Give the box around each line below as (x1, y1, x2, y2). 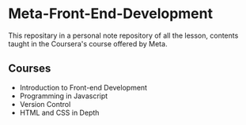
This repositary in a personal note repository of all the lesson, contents (8, 31, 239, 40)
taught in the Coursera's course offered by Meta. (8, 39, 168, 48)
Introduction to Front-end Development (19, 83, 148, 92)
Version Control (19, 99, 71, 108)
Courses (8, 62, 51, 75)
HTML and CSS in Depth (19, 108, 100, 117)
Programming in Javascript (19, 91, 108, 101)
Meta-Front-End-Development (8, 5, 214, 23)
